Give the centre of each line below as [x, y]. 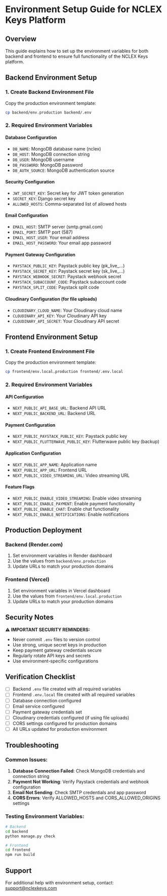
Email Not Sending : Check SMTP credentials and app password [79, 792]
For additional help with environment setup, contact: [59, 882]
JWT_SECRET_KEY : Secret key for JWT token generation [68, 193]
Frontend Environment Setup [52, 337]
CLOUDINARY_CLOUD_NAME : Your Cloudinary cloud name [67, 310]
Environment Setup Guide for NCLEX [84, 9]
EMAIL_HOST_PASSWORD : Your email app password [62, 243]
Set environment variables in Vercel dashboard [61, 590]
